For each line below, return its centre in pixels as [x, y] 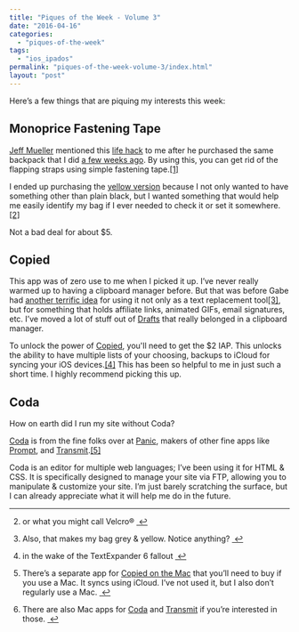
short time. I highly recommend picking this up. [96, 374]
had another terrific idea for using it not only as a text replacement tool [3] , [145, 300]
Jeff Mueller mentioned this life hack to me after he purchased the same [141, 150]
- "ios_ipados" [45, 59]
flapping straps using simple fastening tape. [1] [94, 169]
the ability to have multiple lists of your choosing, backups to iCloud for [140, 355]
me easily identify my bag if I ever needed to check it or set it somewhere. [145, 205]
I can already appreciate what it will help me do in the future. [120, 496]
